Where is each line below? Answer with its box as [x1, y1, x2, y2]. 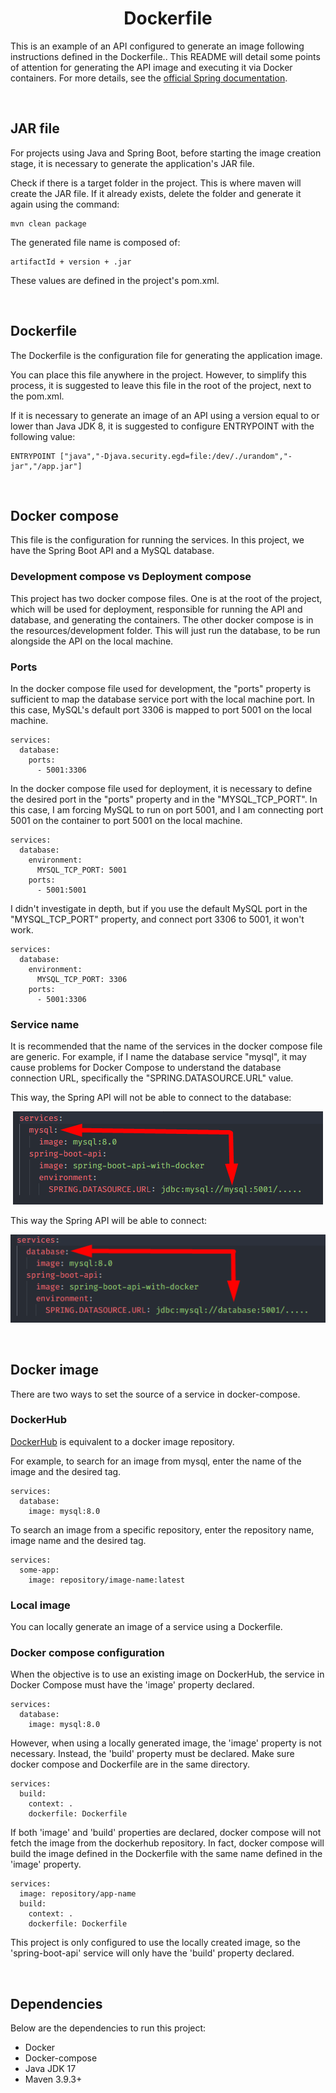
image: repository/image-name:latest [28, 1575, 186, 1585]
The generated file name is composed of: [10, 236, 181, 248]
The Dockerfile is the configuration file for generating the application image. [10, 349, 323, 361]
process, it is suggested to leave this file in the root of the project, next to [10, 379, 312, 391]
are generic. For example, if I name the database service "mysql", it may [10, 1051, 307, 1063]
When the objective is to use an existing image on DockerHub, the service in [10, 1668, 325, 1681]
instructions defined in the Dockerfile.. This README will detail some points [10, 50, 321, 62]
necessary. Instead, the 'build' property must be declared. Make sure [10, 1748, 295, 1760]
